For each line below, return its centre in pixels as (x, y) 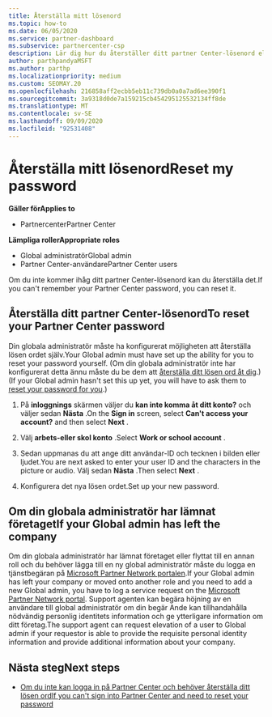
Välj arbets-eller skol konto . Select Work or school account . (123, 437)
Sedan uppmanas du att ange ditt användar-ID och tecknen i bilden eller (140, 453)
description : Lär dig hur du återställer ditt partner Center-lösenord (132, 53)
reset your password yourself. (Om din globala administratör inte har (122, 363)
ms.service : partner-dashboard (61, 38)
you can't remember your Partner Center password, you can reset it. (122, 288)
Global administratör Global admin (76, 255)
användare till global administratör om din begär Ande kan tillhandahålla (128, 608)
